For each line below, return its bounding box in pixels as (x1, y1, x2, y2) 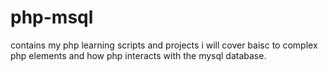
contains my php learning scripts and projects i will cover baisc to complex (10, 39, 318, 51)
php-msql (10, 6, 94, 29)
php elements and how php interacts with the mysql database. (10, 49, 267, 61)
